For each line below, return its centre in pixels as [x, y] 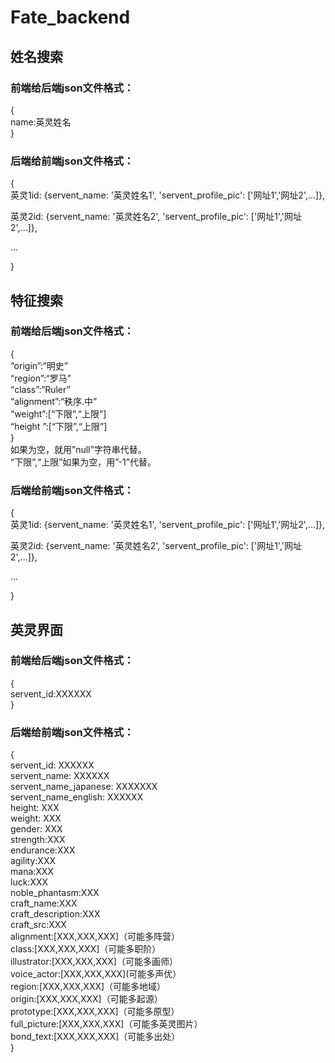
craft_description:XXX [55, 914]
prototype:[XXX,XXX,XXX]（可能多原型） [95, 1012]
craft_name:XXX [44, 903]
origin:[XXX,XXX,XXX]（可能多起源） [86, 999]
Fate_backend [70, 17]
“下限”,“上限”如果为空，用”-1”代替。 [83, 462]
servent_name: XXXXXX [60, 776]
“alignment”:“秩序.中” [54, 401]
